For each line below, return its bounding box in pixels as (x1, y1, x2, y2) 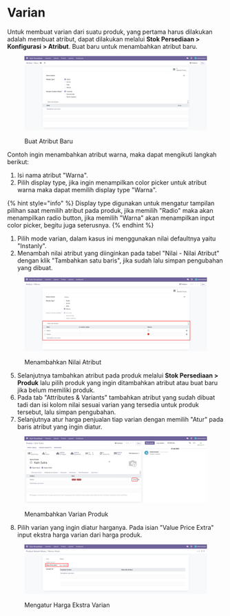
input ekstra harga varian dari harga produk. (17, 531, 143, 539)
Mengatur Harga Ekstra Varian (24, 601, 110, 609)
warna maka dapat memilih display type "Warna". (17, 186, 157, 194)
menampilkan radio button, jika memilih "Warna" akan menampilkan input (7, 214, 215, 222)
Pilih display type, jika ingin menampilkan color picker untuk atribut (17, 178, 207, 187)
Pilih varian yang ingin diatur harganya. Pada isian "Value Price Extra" (17, 524, 215, 532)
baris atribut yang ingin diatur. (17, 422, 103, 431)
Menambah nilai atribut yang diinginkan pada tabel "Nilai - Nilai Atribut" (17, 249, 220, 258)
